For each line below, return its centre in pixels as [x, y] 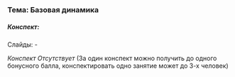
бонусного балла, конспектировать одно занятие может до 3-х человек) [118, 66]
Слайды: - [22, 45]
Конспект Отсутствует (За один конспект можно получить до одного [112, 58]
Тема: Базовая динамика [53, 10]
